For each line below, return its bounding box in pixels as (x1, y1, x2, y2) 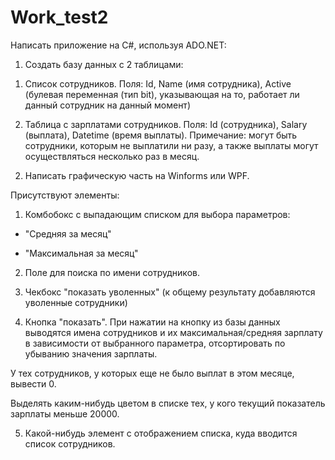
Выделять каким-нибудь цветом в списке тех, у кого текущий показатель (10, 397, 326, 409)
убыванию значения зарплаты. (24, 347, 158, 360)
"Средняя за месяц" (24, 227, 112, 240)
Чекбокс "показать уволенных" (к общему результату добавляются (24, 286, 316, 298)
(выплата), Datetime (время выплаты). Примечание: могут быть (24, 129, 298, 141)
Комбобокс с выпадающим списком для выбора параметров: (24, 208, 291, 220)
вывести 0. (10, 377, 57, 390)
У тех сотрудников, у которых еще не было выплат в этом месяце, (10, 367, 295, 379)
